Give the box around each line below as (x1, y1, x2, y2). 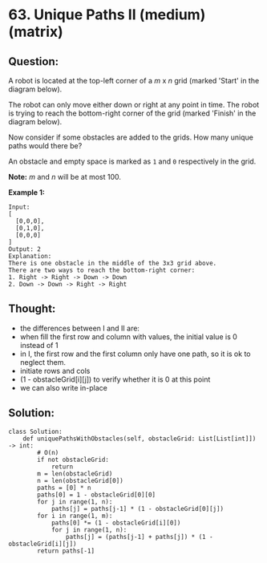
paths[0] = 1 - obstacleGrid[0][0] (37, 491, 156, 499)
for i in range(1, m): (37, 512, 113, 520)
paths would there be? (8, 141, 83, 150)
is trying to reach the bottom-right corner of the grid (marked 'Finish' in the (8, 108, 257, 118)
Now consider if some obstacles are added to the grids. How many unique (8, 132, 254, 142)
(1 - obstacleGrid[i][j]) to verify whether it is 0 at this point (19, 375, 211, 384)
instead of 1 (19, 340, 59, 350)
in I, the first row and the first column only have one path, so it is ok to (19, 349, 251, 358)
